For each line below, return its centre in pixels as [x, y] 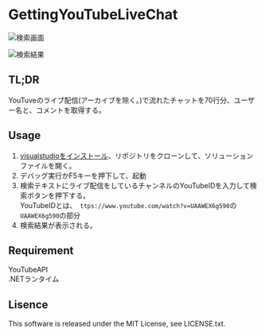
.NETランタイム [34, 279]
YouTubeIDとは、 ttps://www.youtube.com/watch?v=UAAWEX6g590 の [128, 205]
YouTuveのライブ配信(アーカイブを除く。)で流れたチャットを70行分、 [121, 100]
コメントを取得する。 [70, 110]
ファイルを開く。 [48, 165]
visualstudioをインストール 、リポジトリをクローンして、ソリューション [136, 156]
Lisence [28, 305]
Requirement [41, 251]
